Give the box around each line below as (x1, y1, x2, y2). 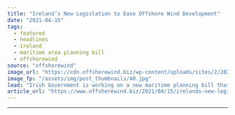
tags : (7, 23, 23, 30)
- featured (13, 29, 45, 37)
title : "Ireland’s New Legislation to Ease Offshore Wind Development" (7, 10, 220, 17)
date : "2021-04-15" (7, 17, 64, 24)
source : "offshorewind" (7, 62, 77, 69)
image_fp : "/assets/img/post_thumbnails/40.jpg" (7, 75, 152, 82)
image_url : (7, 68, 39, 75)
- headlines (13, 36, 49, 43)
